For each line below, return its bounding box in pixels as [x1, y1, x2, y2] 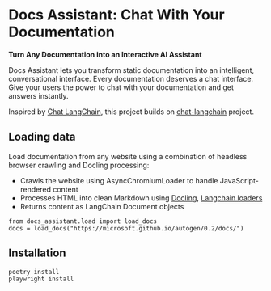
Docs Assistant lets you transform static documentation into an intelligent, [8, 65, 255, 74]
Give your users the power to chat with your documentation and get [8, 82, 235, 92]
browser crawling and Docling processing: [8, 160, 150, 170]
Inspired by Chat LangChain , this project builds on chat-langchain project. [8, 107, 255, 116]
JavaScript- [219, 175, 259, 185]
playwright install [8, 275, 74, 284]
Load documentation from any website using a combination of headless [8, 151, 248, 161]
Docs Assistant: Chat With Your [8, 6, 225, 24]
